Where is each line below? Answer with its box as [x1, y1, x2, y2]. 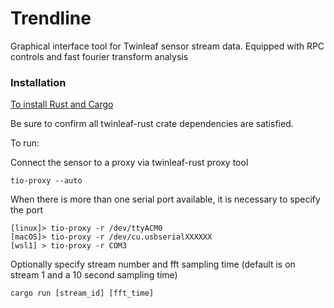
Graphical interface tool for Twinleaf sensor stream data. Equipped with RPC [10, 40, 325, 52]
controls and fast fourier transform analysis [10, 50, 189, 62]
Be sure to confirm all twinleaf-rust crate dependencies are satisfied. [10, 118, 294, 130]
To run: [10, 137, 40, 149]
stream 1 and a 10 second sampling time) [10, 269, 178, 281]
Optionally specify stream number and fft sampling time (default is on [10, 258, 296, 271]
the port [10, 204, 43, 216]
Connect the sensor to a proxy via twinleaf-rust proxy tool [10, 157, 249, 169]
